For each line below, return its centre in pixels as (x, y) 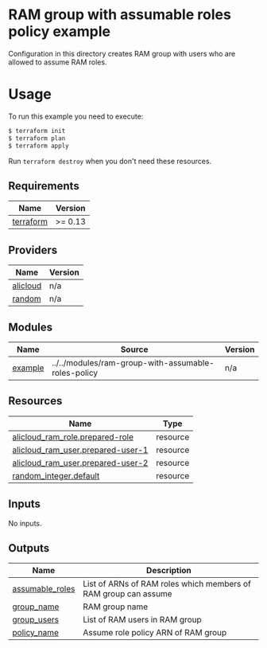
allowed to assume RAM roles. (58, 62)
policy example (60, 31)
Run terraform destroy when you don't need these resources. (110, 161)
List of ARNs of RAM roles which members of (167, 584)
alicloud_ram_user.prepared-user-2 (80, 463)
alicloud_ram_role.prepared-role (73, 437)
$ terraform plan (37, 138)
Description (169, 571)
